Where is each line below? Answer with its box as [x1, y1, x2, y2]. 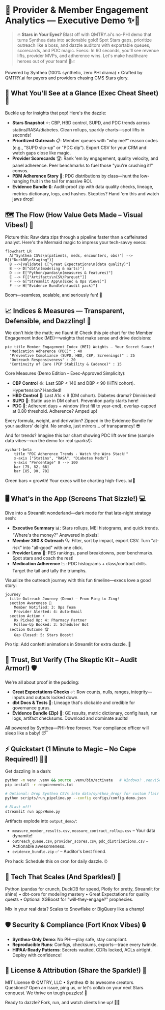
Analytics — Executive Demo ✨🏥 [5, 15, 140, 26]
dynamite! [12, 833, 33, 839]
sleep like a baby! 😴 [5, 730, 49, 736]
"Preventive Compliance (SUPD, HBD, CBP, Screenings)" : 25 [9, 353, 135, 358]
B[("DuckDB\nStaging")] [5, 257, 54, 262]
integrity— [131, 689, 152, 695]
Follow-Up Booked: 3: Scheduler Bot [14, 622, 89, 627]
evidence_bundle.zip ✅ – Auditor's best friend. [12, 849, 107, 855]
